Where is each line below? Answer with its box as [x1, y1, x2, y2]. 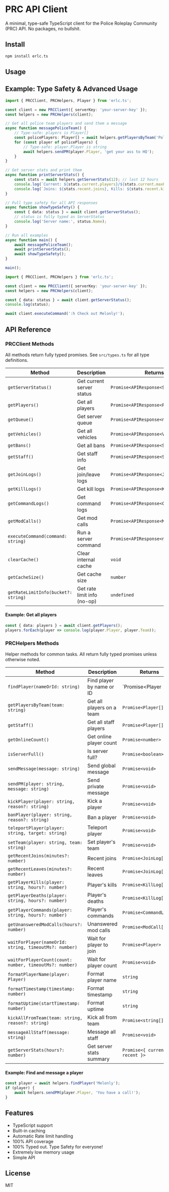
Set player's [87, 839, 116, 846]
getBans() [8, 443, 31, 448]
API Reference [5, 325, 51, 334]
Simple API [12, 1154, 35, 1160]
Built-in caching [12, 1127, 46, 1133]
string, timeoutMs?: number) [8, 945, 77, 950]
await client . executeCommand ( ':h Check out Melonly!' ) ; [5, 311, 125, 316]
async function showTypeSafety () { [5, 205, 80, 210]
